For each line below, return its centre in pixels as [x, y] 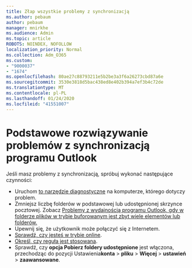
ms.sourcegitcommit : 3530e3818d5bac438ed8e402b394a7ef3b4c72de [85, 83]
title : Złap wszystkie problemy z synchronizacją [68, 11]
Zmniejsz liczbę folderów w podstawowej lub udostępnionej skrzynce [98, 204]
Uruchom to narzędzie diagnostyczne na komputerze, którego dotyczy [100, 191]
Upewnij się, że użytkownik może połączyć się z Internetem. [87, 229]
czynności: [19, 180]
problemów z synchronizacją [78, 145]
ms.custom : [19, 60]
